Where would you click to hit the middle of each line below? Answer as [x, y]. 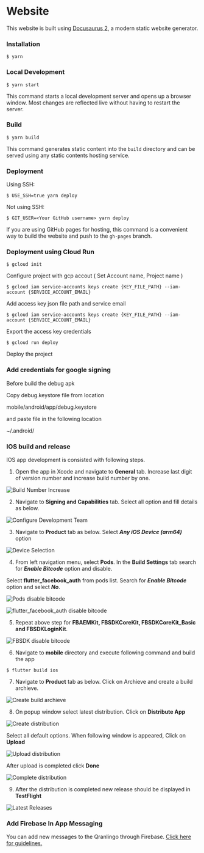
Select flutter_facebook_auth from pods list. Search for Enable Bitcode [97, 580]
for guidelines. [24, 843]
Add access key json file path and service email [66, 304]
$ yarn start [23, 85]
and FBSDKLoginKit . [41, 629]
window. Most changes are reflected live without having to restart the [93, 103]
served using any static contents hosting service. [68, 155]
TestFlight [28, 796]
